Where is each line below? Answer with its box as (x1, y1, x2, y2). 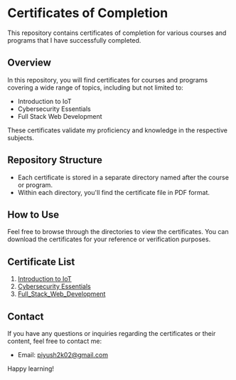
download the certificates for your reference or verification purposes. (7, 235, 211, 243)
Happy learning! (7, 364, 55, 373)
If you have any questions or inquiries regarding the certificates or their (7, 329, 216, 337)
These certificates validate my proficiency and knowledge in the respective (7, 126, 227, 134)
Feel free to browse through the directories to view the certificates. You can (7, 228, 229, 236)
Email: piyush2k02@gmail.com (17, 351, 109, 359)
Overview (7, 57, 52, 69)
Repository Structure (7, 154, 103, 167)
